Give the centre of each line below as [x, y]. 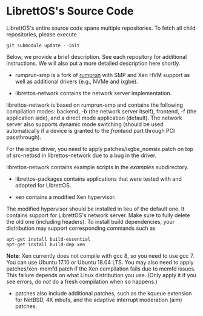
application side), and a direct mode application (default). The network [95, 118]
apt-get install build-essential [48, 239]
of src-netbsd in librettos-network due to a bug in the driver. [82, 155]
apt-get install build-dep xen [46, 244]
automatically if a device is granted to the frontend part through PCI [91, 130]
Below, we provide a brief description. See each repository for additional [97, 56]
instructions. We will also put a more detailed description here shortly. [93, 63]
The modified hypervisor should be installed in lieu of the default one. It [95, 209]
